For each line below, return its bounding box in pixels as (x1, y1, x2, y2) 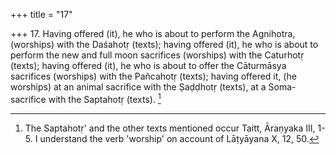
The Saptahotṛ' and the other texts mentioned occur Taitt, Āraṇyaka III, (24, 122, 316, 134)
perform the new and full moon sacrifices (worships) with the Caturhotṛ (10, 49, 305, 61)
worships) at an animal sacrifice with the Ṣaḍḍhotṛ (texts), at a (10, 81, 267, 93)
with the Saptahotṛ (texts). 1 (48, 92, 162, 105)
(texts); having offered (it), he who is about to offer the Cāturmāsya (10, 60, 287, 71)
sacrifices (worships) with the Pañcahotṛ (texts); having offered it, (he (10, 70, 297, 82)
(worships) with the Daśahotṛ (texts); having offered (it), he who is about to (10, 39, 319, 50)
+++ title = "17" (10, 9, 73, 20)
